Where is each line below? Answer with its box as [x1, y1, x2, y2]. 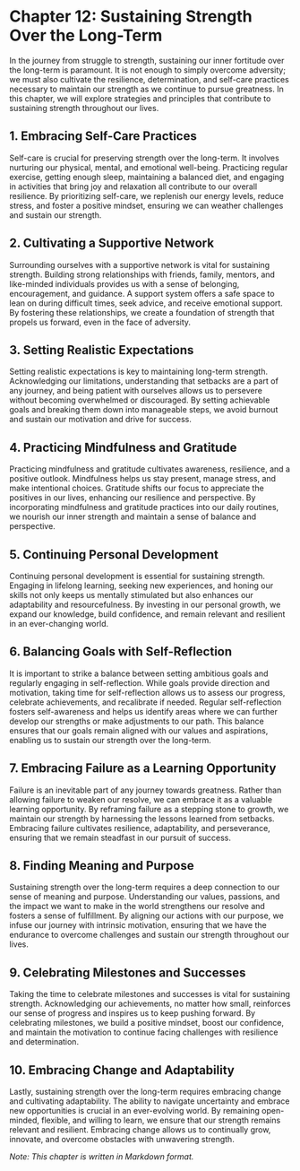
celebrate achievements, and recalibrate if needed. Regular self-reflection [9, 697, 282, 707]
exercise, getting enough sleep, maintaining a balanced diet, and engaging [9, 171, 285, 182]
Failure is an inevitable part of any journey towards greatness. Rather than [9, 785, 282, 795]
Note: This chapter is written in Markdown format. [9, 1151, 194, 1162]
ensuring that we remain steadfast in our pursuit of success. [9, 832, 231, 843]
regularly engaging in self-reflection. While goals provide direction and [9, 677, 270, 688]
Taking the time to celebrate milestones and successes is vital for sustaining [9, 989, 291, 1000]
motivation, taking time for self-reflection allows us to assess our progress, [9, 687, 286, 698]
